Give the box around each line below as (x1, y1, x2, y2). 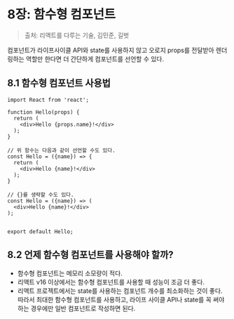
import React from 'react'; (7, 96, 90, 103)
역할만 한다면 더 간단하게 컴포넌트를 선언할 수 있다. (25, 54, 165, 63)
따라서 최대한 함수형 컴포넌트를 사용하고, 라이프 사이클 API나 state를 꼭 (17, 295, 212, 304)
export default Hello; (7, 228, 74, 235)
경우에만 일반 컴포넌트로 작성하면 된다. (30, 304, 136, 313)
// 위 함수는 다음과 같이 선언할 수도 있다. (7, 147, 116, 154)
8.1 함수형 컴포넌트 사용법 (7, 77, 111, 89)
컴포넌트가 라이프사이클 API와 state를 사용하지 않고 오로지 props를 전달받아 (7, 46, 215, 54)
